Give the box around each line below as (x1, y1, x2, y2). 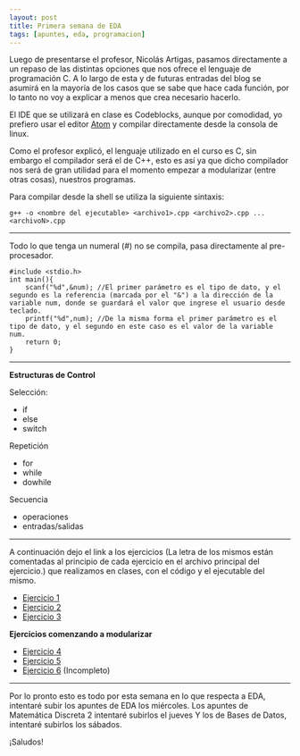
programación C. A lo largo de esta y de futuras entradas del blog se (9, 73, 262, 84)
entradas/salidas (21, 521, 84, 532)
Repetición (9, 441, 49, 451)
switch (21, 424, 47, 434)
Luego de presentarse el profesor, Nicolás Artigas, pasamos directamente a (9, 55, 287, 65)
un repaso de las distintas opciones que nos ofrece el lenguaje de (9, 63, 252, 74)
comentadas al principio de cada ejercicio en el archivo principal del (9, 556, 261, 567)
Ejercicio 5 (21, 656, 62, 667)
